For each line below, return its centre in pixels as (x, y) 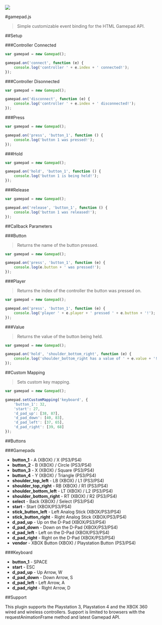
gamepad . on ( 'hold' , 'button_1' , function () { (53, 172)
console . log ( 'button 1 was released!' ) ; (55, 212)
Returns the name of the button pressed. (58, 245)
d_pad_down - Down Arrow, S (42, 577)
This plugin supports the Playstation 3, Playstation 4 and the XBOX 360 (76, 606)
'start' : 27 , (27, 409)
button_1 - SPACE (30, 561)
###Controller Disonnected (32, 81)
